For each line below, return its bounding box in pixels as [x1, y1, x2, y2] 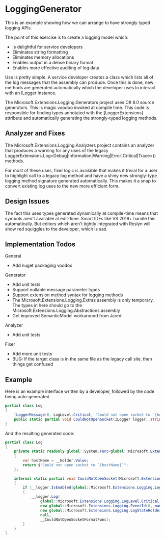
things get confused [12, 361, 53, 367]
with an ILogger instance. [5, 90, 56, 96]
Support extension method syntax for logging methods [12, 292, 123, 298]
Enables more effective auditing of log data [12, 65, 100, 71]
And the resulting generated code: [5, 430, 75, 436]
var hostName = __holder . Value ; [23, 458, 89, 463]
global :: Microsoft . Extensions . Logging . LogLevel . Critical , [40, 499, 162, 504]
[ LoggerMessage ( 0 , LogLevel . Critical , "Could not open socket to [14, 412, 151, 417]
